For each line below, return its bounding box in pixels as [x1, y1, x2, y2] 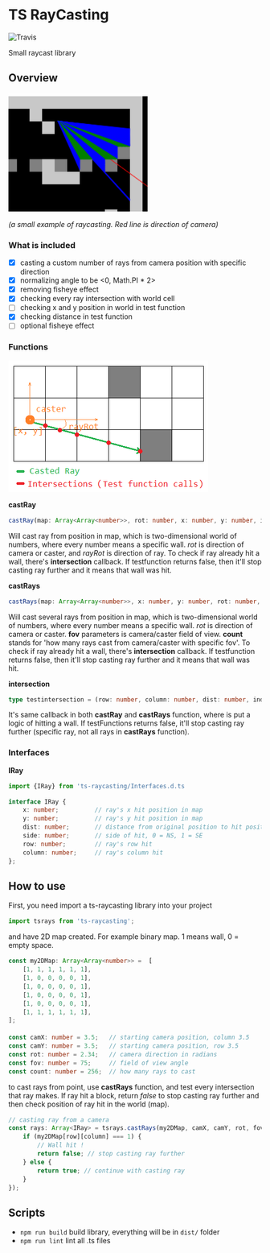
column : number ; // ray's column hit [22, 848, 163, 857]
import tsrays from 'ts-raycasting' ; [8, 917, 135, 925]
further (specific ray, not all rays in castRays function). [8, 727, 190, 737]
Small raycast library [8, 48, 76, 57]
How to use [8, 879, 66, 893]
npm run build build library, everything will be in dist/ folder [19, 1227, 220, 1237]
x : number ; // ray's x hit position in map [22, 806, 203, 814]
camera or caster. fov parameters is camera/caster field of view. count [8, 629, 243, 639]
